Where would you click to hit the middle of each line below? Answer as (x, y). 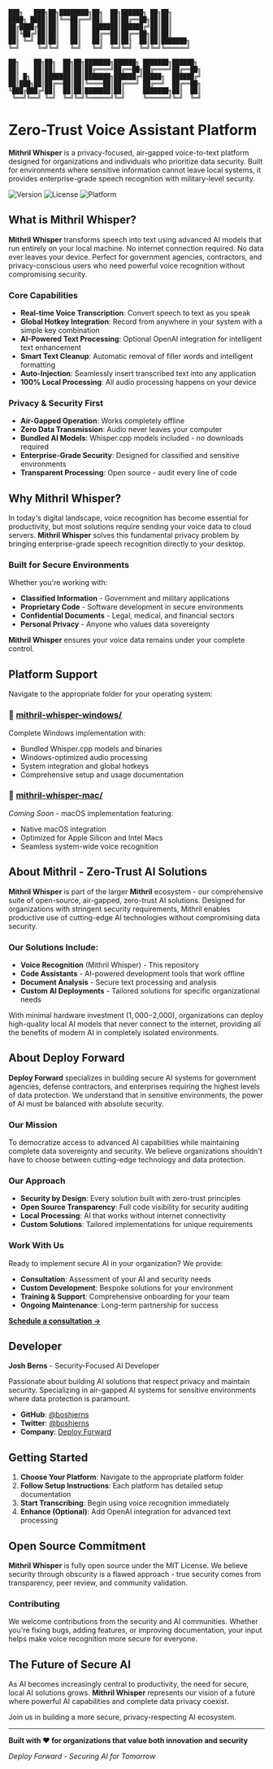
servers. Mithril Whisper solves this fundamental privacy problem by (124, 535)
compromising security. (48, 274)
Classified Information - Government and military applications (125, 598)
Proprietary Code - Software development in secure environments (132, 607)
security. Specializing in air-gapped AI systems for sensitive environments (132, 1390)
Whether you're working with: (58, 583)
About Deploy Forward (67, 1058)
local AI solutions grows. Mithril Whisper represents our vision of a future (132, 1693)
